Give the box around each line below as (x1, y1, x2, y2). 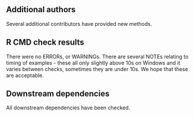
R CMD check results (6, 38, 85, 48)
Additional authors (6, 5, 76, 15)
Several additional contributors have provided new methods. (6, 20, 152, 27)
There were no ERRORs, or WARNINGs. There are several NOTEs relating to (6, 53, 189, 60)
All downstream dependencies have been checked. (6, 104, 131, 111)
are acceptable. (6, 72, 44, 79)
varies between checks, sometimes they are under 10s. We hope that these (6, 65, 188, 72)
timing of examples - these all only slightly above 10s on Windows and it (6, 59, 180, 66)
